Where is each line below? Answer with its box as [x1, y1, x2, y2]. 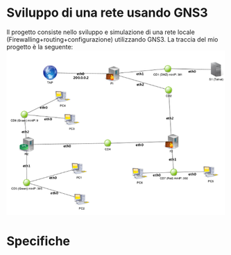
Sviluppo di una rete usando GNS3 [6, 5, 209, 21]
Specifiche [6, 233, 71, 249]
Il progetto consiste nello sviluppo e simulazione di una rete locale [6, 28, 195, 36]
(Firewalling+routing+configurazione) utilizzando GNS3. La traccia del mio [6, 35, 219, 43]
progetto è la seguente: [6, 42, 74, 51]
